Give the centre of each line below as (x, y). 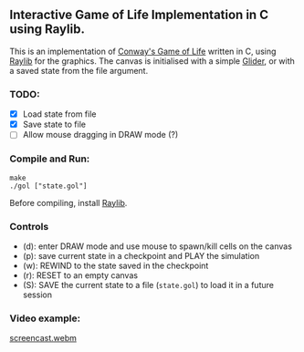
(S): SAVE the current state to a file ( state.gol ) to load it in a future (148, 285)
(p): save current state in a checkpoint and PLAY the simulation (141, 255)
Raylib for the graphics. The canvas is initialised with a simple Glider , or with (152, 61)
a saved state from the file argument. (79, 70)
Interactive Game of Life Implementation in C (139, 15)
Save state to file (54, 124)
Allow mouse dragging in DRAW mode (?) (100, 135)
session (37, 295)
